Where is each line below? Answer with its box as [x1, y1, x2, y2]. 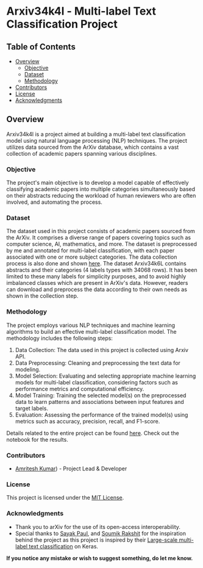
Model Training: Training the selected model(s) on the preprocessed [15, 392, 187, 399]
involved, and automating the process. [6, 198, 102, 206]
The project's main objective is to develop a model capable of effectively [6, 179, 189, 187]
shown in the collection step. [6, 292, 79, 300]
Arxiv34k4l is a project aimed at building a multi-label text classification [6, 130, 186, 138]
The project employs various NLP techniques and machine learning [6, 322, 176, 329]
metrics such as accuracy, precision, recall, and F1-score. [15, 417, 160, 425]
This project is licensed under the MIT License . [6, 494, 124, 501]
